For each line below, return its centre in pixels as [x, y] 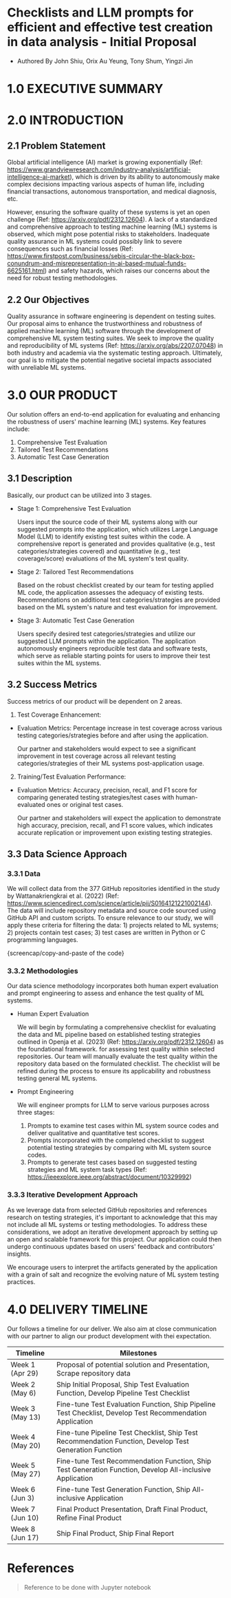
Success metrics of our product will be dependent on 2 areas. [95, 701]
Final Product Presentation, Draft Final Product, [132, 1509]
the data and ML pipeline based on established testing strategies [109, 1035]
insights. [19, 1254]
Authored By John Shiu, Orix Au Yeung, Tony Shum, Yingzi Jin [105, 61]
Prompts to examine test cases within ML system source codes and [123, 1126]
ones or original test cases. [85, 804]
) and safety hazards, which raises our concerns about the [127, 271]
